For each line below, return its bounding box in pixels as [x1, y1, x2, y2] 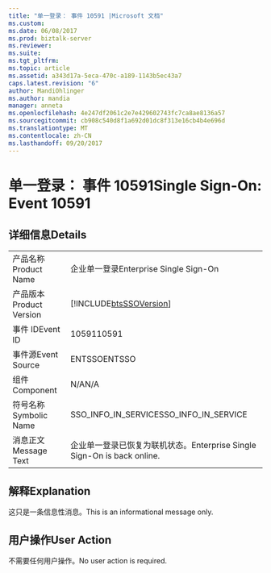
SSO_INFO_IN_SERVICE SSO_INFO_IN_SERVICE [69, 409, 248, 420]
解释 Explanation [8, 484, 91, 498]
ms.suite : [8, 49, 42, 57]
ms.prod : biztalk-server [8, 34, 92, 43]
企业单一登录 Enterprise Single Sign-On [69, 263, 219, 274]
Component [12, 384, 58, 396]
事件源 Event [12, 348, 59, 359]
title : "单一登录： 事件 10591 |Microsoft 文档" [8, 11, 164, 20]
